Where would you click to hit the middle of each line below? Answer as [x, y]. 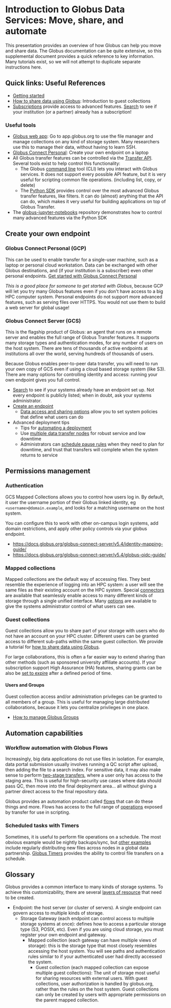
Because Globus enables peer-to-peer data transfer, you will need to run [82, 364]
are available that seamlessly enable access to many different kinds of [79, 596]
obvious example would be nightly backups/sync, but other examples [78, 842]
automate [26, 31]
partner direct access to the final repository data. [57, 792]
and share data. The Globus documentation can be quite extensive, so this [83, 51]
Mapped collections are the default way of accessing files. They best [78, 579]
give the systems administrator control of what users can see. [70, 606]
